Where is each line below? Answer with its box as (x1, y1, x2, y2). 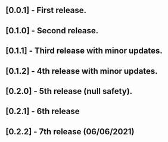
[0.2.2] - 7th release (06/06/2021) (5, 127, 135, 137)
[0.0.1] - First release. (5, 5, 87, 15)
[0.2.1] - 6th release (5, 106, 80, 116)
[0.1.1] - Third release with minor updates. (5, 46, 163, 56)
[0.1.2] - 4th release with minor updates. (5, 66, 158, 76)
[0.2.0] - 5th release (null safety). (5, 86, 133, 96)
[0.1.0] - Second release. (5, 26, 99, 36)
